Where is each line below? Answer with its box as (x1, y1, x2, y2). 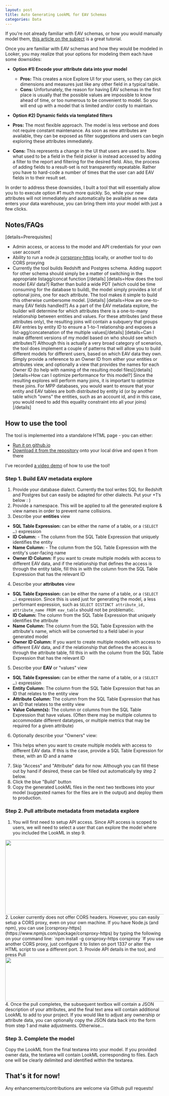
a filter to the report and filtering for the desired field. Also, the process (12, 159, 160, 165)
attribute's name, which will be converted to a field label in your (12, 628, 144, 634)
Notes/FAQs (5, 220, 44, 229)
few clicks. (5, 206, 28, 212)
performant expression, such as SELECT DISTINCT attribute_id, (12, 602, 145, 608)
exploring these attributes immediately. (12, 138, 94, 144)
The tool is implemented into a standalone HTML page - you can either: (5, 432, 153, 438)
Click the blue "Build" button (12, 779, 72, 785)
